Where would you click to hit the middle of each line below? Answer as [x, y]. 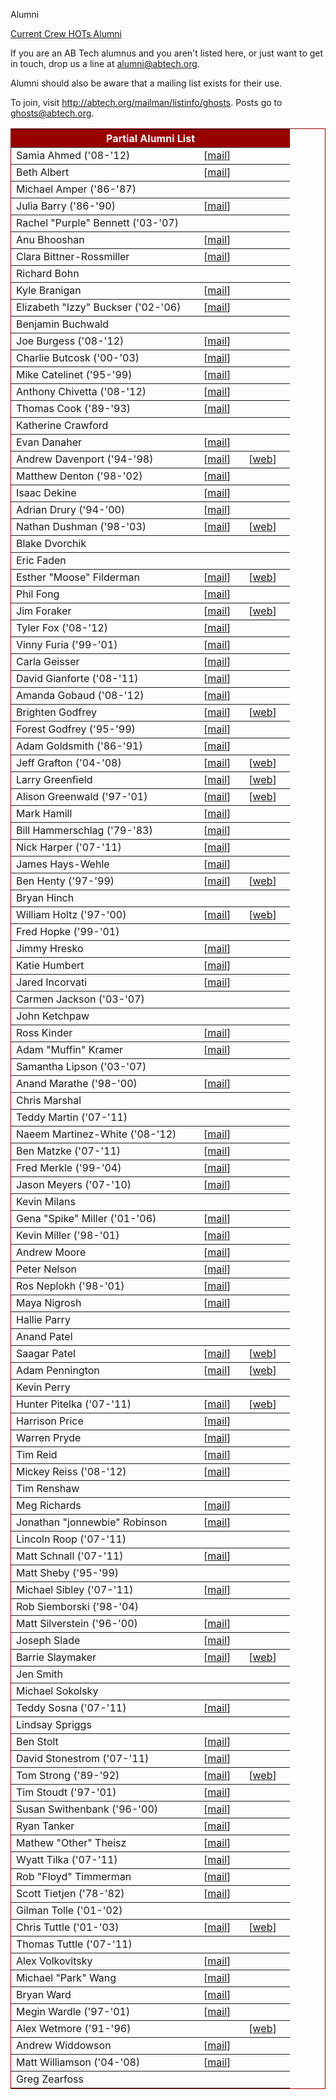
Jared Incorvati [52, 982]
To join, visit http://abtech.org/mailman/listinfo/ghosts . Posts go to [146, 102]
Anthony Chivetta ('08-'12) [81, 391]
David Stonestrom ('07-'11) [83, 1758]
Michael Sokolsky [57, 1691]
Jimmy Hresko [50, 948]
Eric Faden [41, 560]
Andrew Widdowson [64, 2045]
